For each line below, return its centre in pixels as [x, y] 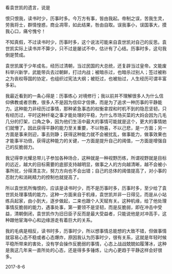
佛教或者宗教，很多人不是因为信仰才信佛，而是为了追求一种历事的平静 [83, 102]
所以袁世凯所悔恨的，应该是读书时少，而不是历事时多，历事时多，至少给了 [84, 188]
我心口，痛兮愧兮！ [26, 31]
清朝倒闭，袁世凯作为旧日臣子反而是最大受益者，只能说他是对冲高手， [88, 214]
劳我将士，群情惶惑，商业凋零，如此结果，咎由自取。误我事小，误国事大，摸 [86, 25]
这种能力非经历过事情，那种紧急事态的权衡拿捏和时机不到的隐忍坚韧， [88, 109]
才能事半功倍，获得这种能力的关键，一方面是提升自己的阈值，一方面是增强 [84, 141]
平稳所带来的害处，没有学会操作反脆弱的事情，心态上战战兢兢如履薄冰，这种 [86, 244]
